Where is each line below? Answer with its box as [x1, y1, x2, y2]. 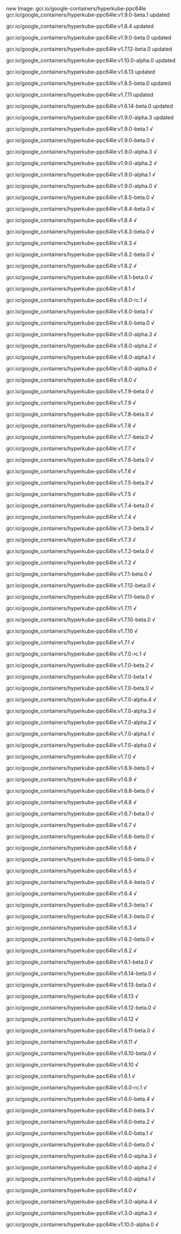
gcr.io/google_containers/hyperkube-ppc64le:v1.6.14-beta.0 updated [6, 102, 173, 110]
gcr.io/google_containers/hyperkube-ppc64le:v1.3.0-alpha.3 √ [6, 1210, 157, 1216]
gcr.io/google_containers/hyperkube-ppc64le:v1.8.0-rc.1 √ [6, 297, 148, 303]
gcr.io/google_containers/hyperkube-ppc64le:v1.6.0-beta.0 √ [6, 1141, 155, 1148]
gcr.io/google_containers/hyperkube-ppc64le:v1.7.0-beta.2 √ [6, 662, 154, 669]
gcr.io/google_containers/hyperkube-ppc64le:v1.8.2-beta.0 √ [6, 251, 155, 258]
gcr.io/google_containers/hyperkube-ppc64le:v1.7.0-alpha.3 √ [6, 707, 156, 714]
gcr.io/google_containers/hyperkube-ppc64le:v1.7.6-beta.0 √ [6, 456, 154, 463]
